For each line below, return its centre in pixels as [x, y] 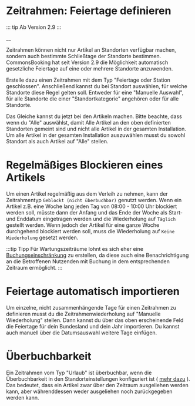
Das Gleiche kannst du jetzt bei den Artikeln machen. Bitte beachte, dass [94, 116]
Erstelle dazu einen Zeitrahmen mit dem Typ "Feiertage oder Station [88, 80]
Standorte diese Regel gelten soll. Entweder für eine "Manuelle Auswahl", [95, 92]
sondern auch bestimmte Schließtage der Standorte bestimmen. [84, 56]
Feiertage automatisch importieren [93, 291]
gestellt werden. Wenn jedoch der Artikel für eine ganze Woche [83, 225]
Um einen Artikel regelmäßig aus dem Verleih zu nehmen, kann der [87, 194]
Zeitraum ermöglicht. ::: [34, 267]
